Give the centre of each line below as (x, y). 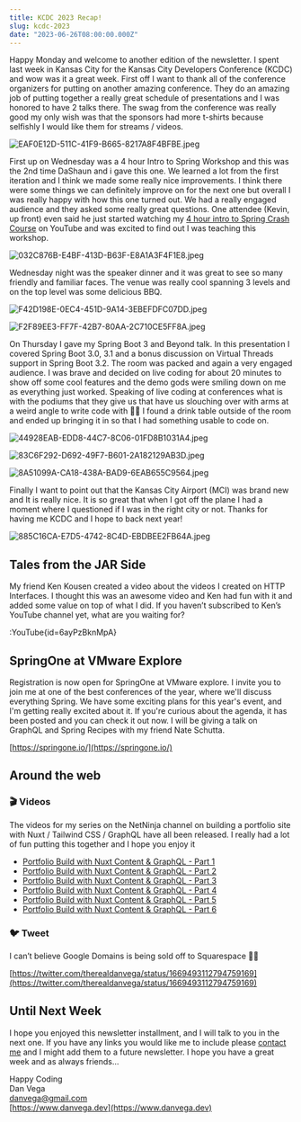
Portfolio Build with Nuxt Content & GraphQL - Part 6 (120, 909)
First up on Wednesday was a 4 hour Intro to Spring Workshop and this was (149, 162)
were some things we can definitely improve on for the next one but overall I (150, 191)
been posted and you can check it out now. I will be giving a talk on (133, 721)
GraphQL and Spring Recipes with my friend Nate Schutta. (117, 730)
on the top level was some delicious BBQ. (86, 292)
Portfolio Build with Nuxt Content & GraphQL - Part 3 (120, 880)
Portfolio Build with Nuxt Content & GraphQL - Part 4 (120, 890)
